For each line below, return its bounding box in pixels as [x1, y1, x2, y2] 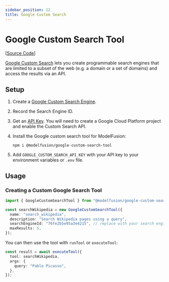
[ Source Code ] [5, 50, 36, 56]
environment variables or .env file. [12, 157, 84, 163]
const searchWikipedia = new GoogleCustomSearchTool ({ [5, 207, 123, 212]
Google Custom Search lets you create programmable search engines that [5, 60, 159, 66]
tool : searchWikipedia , [10, 254, 59, 259]
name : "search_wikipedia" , [10, 212, 66, 217]
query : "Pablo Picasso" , [14, 263, 66, 268]
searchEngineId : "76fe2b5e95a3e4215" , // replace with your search [10, 221, 154, 226]
